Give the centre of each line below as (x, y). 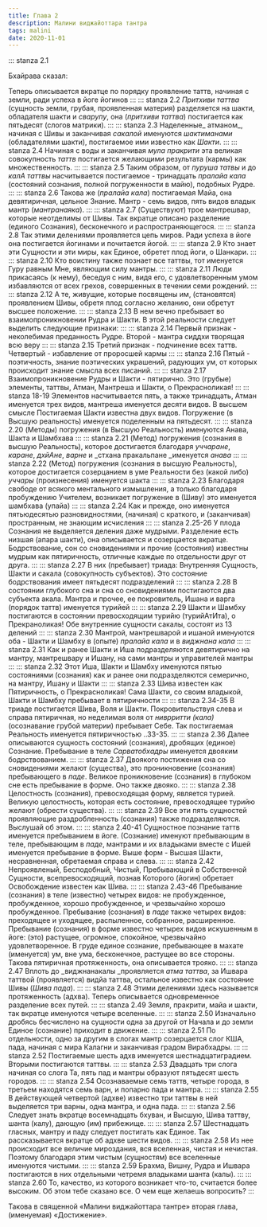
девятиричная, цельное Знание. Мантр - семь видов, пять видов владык (132, 201)
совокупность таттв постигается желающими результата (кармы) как (127, 159)
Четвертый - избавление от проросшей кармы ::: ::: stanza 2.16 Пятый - (129, 354)
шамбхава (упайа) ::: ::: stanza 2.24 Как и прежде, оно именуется (119, 506)
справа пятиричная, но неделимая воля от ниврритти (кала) (111, 717)
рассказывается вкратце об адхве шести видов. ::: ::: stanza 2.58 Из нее (131, 1140)
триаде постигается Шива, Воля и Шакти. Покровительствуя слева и (125, 709)
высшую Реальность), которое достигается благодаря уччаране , (119, 447)
